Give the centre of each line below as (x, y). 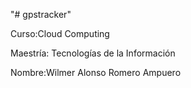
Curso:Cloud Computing (60, 33)
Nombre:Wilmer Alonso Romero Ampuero (96, 72)
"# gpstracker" (41, 14)
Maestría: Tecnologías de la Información (93, 53)
